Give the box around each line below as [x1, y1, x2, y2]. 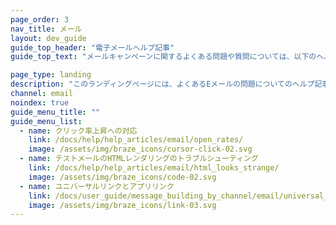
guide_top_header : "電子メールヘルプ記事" [10, 42, 175, 53]
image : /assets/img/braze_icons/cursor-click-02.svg [28, 144, 253, 155]
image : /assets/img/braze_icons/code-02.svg [28, 172, 217, 182]
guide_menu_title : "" [10, 107, 101, 117]
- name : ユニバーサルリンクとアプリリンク [19, 181, 175, 191]
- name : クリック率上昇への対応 [19, 126, 138, 136]
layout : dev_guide [10, 33, 87, 43]
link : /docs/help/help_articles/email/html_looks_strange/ [28, 163, 280, 173]
